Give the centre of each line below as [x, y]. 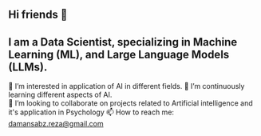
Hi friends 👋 [38, 15]
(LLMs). [28, 67]
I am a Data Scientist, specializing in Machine [123, 42]
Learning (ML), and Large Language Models [119, 54]
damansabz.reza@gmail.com [56, 124]
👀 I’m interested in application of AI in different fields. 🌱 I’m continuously [127, 86]
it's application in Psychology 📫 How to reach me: [91, 112]
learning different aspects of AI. [60, 95]
